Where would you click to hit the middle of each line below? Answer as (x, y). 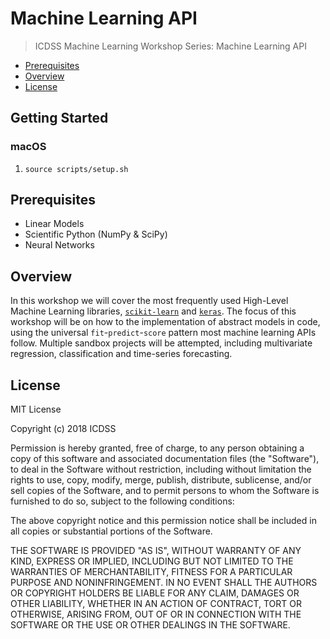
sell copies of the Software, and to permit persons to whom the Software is (165, 491)
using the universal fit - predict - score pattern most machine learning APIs (163, 333)
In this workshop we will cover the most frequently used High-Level (149, 301)
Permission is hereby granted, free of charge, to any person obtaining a (157, 448)
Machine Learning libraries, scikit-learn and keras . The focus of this (153, 311)
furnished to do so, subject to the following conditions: (122, 501)
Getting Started (59, 118)
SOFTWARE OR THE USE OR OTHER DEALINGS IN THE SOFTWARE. (150, 625)
